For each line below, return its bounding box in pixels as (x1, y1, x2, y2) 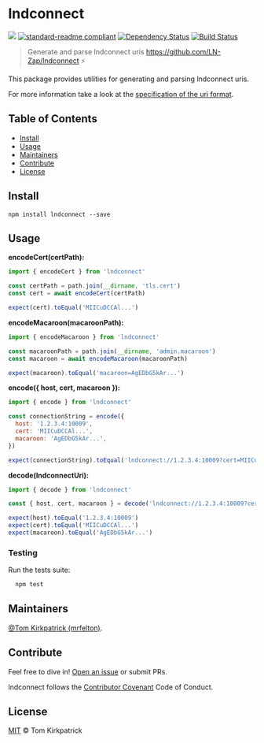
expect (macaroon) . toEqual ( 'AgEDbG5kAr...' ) (8, 529, 153, 537)
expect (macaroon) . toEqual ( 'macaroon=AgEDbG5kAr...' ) (8, 369, 185, 377)
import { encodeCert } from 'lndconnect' (8, 268, 146, 276)
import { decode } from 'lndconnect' (8, 485, 132, 493)
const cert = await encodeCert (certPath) (8, 289, 146, 298)
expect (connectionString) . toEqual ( (8, 456, 125, 464)
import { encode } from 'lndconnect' (8, 399, 132, 407)
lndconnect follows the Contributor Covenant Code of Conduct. (8, 682, 214, 692)
